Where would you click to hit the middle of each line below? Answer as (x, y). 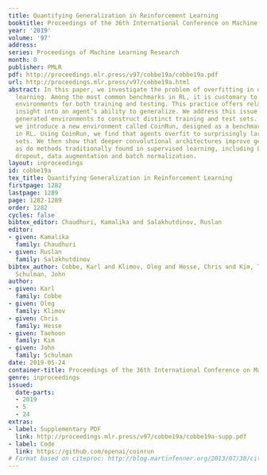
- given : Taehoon (37, 333)
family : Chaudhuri (46, 245)
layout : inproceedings (46, 164)
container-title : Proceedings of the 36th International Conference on (129, 370)
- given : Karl (32, 289)
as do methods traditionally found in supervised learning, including (135, 149)
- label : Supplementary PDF (55, 429)
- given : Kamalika (39, 237)
